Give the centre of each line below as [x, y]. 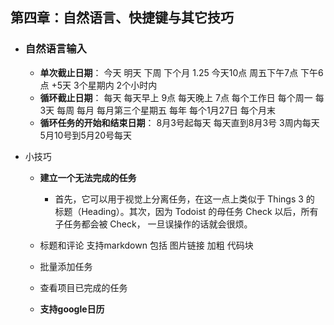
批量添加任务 [66, 266]
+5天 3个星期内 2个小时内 [104, 85]
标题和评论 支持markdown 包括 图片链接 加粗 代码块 [146, 245]
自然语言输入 [55, 49]
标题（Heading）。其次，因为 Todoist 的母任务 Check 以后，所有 [186, 211]
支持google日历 [72, 309]
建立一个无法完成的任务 [88, 177]
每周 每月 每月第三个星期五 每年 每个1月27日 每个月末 [166, 110]
